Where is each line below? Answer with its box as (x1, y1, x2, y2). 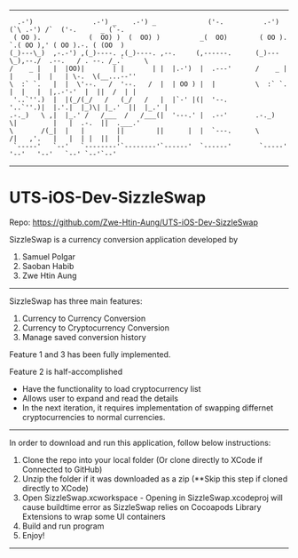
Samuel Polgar (21, 251, 76, 262)
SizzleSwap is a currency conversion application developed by (9, 234, 239, 244)
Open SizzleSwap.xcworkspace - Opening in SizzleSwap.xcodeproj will (21, 492, 284, 503)
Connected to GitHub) (21, 464, 103, 474)
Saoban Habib (21, 260, 74, 271)
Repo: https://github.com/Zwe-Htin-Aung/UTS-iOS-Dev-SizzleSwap (9, 217, 259, 227)
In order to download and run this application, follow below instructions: (9, 437, 271, 448)
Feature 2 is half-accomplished (9, 366, 123, 377)
